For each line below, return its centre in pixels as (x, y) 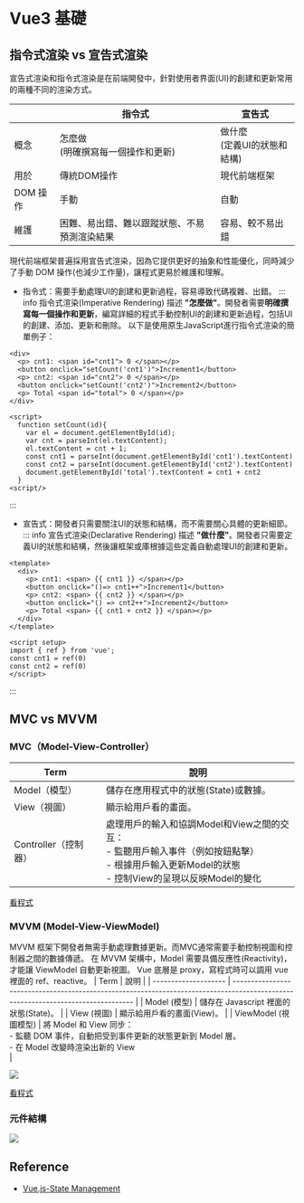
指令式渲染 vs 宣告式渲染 (79, 55)
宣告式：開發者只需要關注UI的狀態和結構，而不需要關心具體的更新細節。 (157, 524)
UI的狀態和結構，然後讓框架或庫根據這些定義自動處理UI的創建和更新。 (161, 546)
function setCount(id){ (62, 425)
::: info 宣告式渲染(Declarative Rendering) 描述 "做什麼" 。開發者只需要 (153, 535)
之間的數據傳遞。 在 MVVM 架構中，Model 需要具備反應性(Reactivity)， (158, 958)
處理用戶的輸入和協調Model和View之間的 (193, 824)
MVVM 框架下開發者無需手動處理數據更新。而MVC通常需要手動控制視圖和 (147, 947)
